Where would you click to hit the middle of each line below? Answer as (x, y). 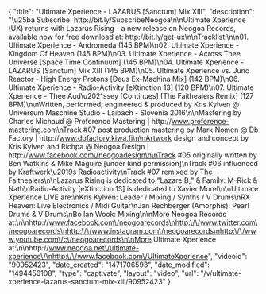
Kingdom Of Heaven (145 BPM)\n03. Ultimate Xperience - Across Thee (124, 54)
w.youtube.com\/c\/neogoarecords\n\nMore (80, 239)
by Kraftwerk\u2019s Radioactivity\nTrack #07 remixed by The (110, 172)
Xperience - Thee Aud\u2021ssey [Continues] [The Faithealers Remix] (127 (131, 96)
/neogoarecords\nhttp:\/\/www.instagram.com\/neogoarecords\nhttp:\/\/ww (132, 231)
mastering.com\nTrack (45, 130)
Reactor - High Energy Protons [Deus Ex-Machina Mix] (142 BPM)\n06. (124, 79)
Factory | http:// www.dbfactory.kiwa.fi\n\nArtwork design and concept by (129, 138)
